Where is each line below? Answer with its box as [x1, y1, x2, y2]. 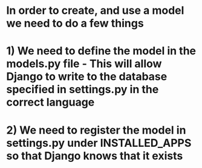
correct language [6, 95, 95, 109]
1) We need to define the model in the [6, 44, 197, 58]
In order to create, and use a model [6, 4, 184, 18]
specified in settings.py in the [6, 83, 159, 97]
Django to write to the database [6, 70, 168, 83]
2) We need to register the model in [6, 123, 186, 137]
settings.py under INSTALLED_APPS [6, 136, 192, 150]
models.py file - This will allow [6, 57, 162, 71]
